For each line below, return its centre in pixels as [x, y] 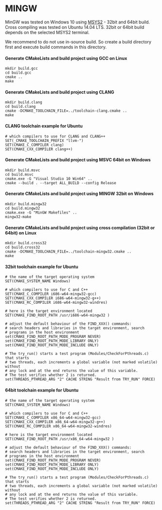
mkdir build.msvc [23, 170]
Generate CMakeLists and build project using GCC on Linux [66, 58]
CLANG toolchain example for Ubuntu [44, 126]
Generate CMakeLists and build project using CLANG [60, 92]
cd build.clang [20, 107]
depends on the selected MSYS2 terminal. [47, 32]
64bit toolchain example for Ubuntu [42, 390]
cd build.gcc [18, 73]
